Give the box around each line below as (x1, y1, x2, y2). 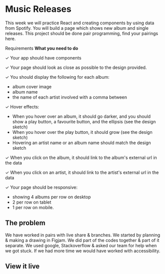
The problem (5, 219, 46, 227)
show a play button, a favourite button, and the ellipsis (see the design (12, 118, 156, 124)
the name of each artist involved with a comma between (12, 94, 127, 100)
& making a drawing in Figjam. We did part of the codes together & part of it (5, 237, 160, 243)
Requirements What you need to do (5, 45, 78, 51)
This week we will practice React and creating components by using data (5, 20, 155, 26)
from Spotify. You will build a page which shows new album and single (5, 25, 149, 31)
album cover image (12, 83, 52, 90)
